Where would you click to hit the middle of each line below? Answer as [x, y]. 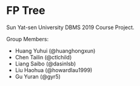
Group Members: [28, 39]
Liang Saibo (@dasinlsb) [45, 64]
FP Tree [26, 11]
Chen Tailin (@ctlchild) [43, 57]
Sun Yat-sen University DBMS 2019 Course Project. [70, 27]
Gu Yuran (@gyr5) [38, 76]
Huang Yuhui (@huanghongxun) [55, 51]
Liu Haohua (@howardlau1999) [54, 70]
